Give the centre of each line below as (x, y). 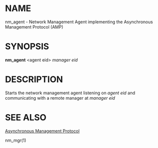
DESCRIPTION (34, 80)
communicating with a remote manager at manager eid (60, 98)
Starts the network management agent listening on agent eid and (70, 93)
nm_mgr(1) (16, 140)
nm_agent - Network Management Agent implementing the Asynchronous (79, 22)
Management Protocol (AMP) (34, 27)
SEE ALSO (26, 118)
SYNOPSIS (27, 47)
